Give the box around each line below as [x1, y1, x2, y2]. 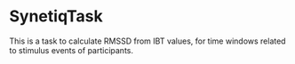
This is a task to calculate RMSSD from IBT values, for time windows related [9, 36, 286, 46]
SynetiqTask [9, 6, 104, 27]
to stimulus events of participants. [9, 44, 134, 55]
